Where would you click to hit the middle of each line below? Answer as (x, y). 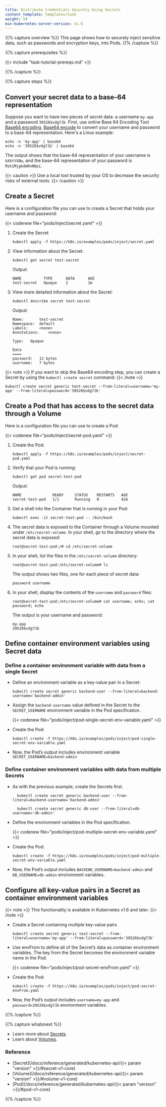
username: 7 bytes (33, 363)
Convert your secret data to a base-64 (66, 97)
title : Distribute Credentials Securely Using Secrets (63, 10)
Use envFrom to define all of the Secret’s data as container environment (86, 947)
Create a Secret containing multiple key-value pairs (65, 925)
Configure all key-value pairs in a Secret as (73, 890)
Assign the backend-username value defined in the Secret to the (76, 705)
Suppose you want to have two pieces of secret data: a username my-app (80, 117)
